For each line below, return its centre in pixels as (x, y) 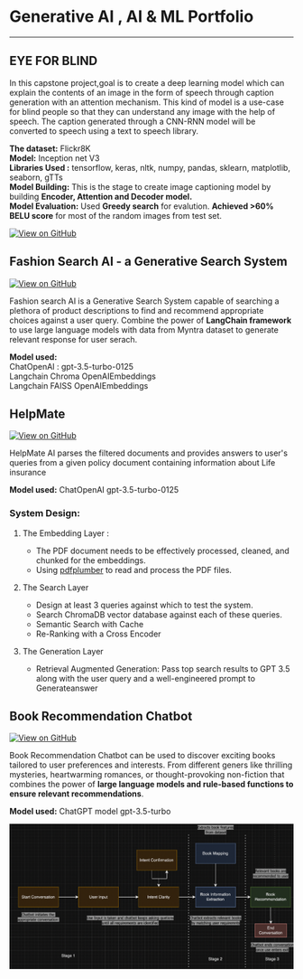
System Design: (45, 513)
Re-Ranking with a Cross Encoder (98, 634)
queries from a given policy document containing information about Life (142, 463)
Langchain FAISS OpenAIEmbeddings (79, 385)
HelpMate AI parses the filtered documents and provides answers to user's (149, 453)
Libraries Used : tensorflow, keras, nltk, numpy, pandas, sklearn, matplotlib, (150, 167)
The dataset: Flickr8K (50, 148)
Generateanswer (67, 688)
